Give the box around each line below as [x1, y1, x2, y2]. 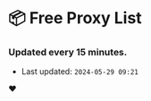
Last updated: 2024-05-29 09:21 [21, 66, 139, 77]
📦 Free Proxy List [8, 8, 142, 29]
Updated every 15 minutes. [8, 46, 128, 59]
